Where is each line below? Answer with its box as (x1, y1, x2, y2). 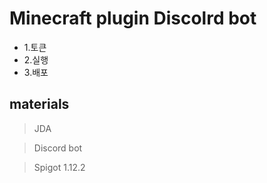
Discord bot (33, 142, 83, 154)
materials (9, 96, 70, 113)
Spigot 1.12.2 (33, 161, 86, 173)
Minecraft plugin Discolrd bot (9, 7, 257, 30)
